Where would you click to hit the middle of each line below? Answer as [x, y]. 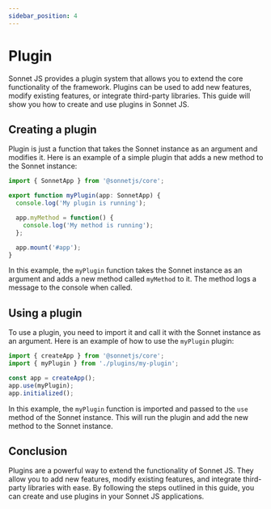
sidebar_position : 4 [43, 16]
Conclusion [38, 451]
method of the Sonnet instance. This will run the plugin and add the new [129, 417]
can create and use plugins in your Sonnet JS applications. [106, 496]
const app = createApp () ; [52, 378]
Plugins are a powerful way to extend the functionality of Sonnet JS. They [131, 471]
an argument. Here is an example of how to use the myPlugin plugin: [121, 341]
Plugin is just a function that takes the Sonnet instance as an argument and [133, 149]
